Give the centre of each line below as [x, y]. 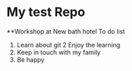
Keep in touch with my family [59, 52]
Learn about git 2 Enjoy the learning [68, 45]
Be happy [31, 59]
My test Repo [46, 12]
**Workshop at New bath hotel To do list [66, 31]
